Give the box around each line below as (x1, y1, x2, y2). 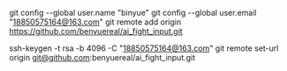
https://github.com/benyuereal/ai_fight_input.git (9, 26, 183, 36)
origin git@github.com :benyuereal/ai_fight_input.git (9, 53, 196, 62)
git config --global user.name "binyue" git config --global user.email (9, 8, 257, 18)
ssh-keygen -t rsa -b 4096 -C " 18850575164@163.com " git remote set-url (9, 43, 279, 53)
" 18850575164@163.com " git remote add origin (9, 17, 182, 27)
